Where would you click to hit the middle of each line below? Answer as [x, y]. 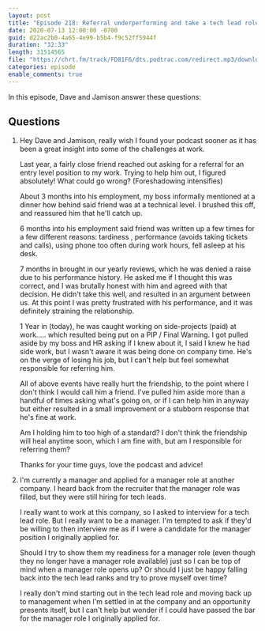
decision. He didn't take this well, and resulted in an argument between [135, 294]
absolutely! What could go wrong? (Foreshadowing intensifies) [121, 181]
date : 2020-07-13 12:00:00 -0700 [63, 30]
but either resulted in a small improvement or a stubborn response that [134, 409]
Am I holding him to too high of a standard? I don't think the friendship [133, 433]
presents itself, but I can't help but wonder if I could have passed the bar [138, 610]
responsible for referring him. [67, 368]
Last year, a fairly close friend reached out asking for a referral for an [132, 164]
